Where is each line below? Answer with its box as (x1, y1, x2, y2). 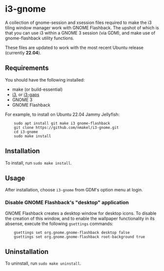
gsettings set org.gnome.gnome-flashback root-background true (14, 234, 145, 239)
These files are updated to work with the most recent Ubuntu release (5, 44, 144, 50)
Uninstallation (5, 248, 49, 256)
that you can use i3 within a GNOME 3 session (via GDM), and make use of (5, 30, 156, 36)
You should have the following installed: (5, 77, 85, 83)
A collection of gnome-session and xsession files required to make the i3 (5, 20, 152, 25)
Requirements (5, 64, 49, 72)
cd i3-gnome (14, 129, 38, 134)
